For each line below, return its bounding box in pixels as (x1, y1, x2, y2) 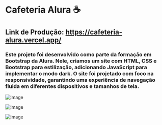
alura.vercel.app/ (5, 36, 62, 44)
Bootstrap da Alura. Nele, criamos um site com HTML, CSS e (5, 57, 157, 64)
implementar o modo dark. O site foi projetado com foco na (5, 70, 154, 77)
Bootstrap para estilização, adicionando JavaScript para (5, 64, 147, 71)
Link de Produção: (5, 27, 64, 36)
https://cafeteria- (65, 27, 123, 36)
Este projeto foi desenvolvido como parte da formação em (5, 51, 152, 58)
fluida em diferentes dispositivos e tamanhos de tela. (5, 82, 140, 89)
